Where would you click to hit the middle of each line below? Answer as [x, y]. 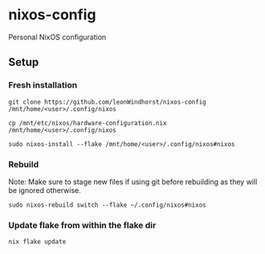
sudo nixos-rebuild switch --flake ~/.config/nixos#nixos [107, 205]
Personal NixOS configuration [57, 37]
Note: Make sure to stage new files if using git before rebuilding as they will [133, 182]
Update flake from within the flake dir [82, 225]
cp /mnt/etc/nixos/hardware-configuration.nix [88, 123]
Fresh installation [43, 85]
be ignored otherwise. [45, 190]
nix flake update [37, 242]
